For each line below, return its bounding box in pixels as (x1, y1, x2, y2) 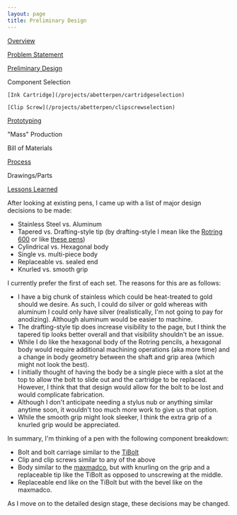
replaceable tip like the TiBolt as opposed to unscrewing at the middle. (17, 470, 224, 479)
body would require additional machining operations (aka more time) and (17, 345, 230, 353)
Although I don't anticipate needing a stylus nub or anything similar (17, 397, 214, 406)
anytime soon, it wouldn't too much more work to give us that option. (17, 405, 219, 414)
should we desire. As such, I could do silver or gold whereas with (17, 300, 207, 308)
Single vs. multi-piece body (17, 249, 98, 259)
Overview (7, 36, 35, 45)
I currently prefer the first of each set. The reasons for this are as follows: (7, 278, 221, 287)
